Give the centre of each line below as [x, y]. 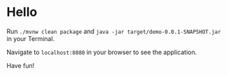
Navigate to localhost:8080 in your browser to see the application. [102, 52]
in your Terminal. [31, 38]
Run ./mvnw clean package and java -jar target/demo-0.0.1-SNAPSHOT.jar [114, 31]
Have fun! [21, 65]
